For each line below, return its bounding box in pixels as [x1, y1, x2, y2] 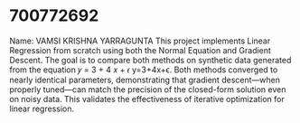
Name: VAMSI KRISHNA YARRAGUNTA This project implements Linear [9, 35, 271, 46]
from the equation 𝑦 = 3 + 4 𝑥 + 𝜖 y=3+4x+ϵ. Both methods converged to [9, 64, 278, 75]
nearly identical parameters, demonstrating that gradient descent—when [9, 74, 280, 85]
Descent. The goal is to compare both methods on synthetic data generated [9, 54, 292, 65]
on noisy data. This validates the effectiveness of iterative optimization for [9, 93, 285, 104]
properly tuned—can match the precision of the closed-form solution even [9, 83, 286, 95]
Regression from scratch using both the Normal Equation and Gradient [9, 44, 271, 55]
